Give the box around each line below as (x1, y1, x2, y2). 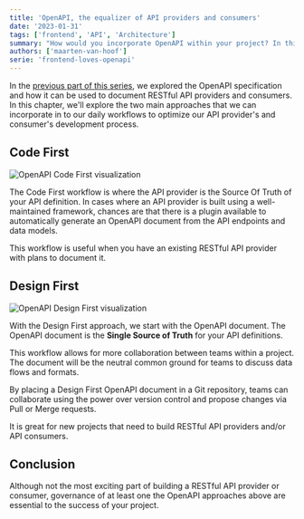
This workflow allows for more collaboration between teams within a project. (9, 347, 295, 358)
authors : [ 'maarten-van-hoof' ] (9, 47, 128, 56)
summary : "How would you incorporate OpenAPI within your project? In (9, 38, 281, 48)
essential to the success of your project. (9, 500, 159, 511)
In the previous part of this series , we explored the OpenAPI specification (9, 81, 282, 91)
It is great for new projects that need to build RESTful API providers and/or (9, 420, 287, 431)
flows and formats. (9, 366, 80, 377)
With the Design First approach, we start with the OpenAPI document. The (9, 320, 287, 331)
